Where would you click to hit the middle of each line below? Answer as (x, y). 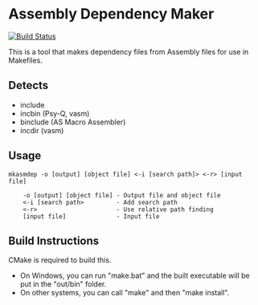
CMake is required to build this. (60, 260)
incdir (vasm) (42, 130)
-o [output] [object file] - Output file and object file (122, 195)
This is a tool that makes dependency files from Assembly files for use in (129, 51)
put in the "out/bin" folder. (63, 284)
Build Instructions (54, 240)
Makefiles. (25, 60)
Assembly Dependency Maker (111, 14)
